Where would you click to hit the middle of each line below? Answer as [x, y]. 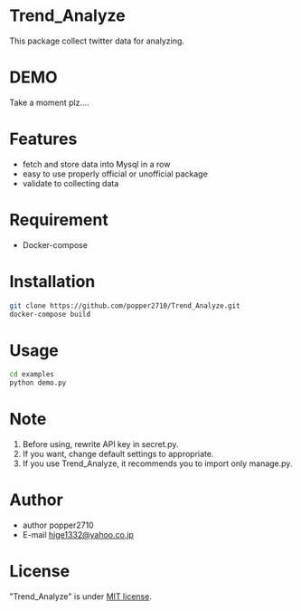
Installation [52, 281]
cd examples [32, 375]
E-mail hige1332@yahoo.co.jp [78, 535]
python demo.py [38, 383]
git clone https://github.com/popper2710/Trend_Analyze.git [125, 305]
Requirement [59, 220]
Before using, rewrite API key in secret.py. [100, 444]
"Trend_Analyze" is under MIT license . [80, 596]
